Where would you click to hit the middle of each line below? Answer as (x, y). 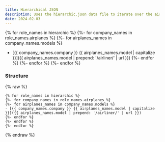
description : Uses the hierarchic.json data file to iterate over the (79, 14)
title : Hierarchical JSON (31, 10)
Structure (17, 76)
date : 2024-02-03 (23, 19)
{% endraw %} (20, 135)
